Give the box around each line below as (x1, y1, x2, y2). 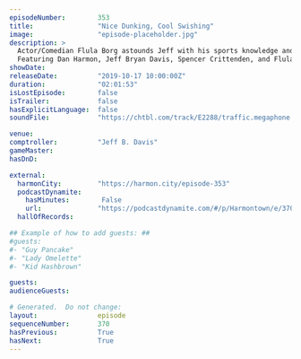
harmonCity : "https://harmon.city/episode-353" (17, 179, 230, 188)
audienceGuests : (9, 286, 70, 296)
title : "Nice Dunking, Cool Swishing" (9, 22, 215, 31)
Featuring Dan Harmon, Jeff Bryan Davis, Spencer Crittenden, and (17, 55, 271, 64)
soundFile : (9, 113, 50, 122)
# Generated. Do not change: (9, 302, 123, 312)
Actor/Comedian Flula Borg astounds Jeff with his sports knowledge (17, 47, 279, 56)
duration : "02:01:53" (9, 80, 139, 89)
